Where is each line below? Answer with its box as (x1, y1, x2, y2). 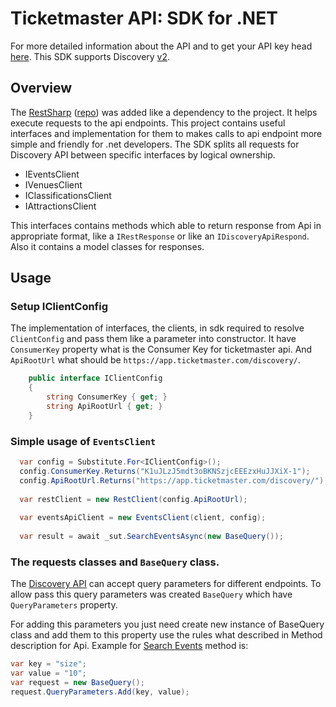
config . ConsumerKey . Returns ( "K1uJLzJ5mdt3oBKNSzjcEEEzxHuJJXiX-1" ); (19, 466, 311, 476)
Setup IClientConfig (10, 300, 109, 314)
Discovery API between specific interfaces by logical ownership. (10, 148, 276, 161)
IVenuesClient (24, 178, 83, 191)
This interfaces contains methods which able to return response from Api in (10, 219, 322, 231)
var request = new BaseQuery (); (10, 678, 145, 688)
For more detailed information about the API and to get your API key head (10, 40, 313, 52)
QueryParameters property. (10, 599, 118, 611)
